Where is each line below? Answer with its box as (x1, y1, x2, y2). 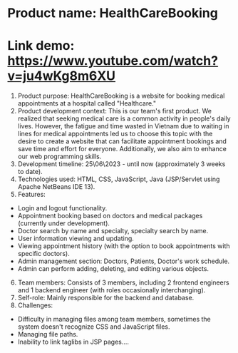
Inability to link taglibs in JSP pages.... (17, 337, 130, 347)
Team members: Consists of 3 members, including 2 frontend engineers (17, 278, 229, 287)
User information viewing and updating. (17, 234, 134, 243)
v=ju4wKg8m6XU (7, 68, 116, 84)
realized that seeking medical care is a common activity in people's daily (17, 114, 231, 123)
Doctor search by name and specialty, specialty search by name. (17, 227, 209, 235)
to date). (17, 168, 43, 176)
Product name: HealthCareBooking (7, 5, 219, 21)
